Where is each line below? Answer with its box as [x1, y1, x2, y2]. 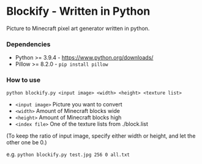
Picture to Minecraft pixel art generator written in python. [6, 25, 150, 32]
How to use [6, 76, 41, 84]
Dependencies [6, 40, 51, 49]
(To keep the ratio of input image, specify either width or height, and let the [6, 132, 196, 139]
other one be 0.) [6, 138, 47, 146]
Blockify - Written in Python [6, 4, 151, 18]
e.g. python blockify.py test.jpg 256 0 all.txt [6, 150, 130, 158]
